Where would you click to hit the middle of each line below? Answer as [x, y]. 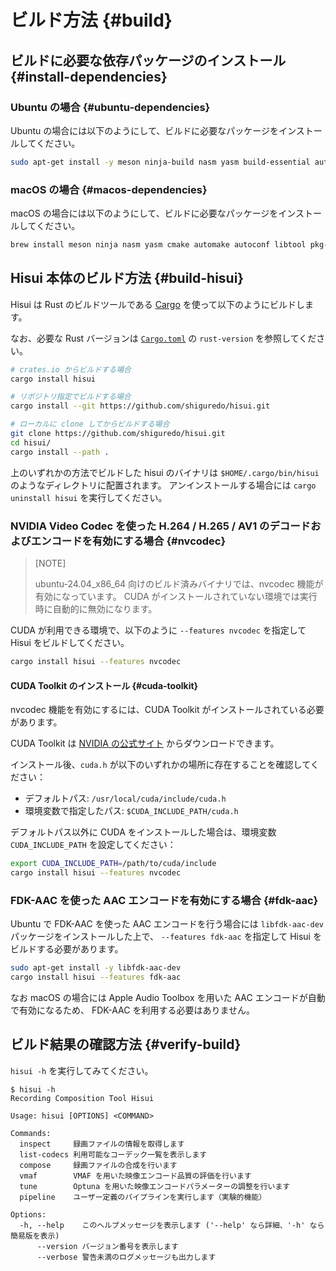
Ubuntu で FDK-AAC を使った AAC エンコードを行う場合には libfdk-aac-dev [167, 924]
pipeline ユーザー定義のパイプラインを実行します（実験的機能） [143, 1197]
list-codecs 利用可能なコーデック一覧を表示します [113, 1154]
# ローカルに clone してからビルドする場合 [90, 424]
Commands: [31, 1133]
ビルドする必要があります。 [67, 949]
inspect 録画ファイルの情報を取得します [102, 1144]
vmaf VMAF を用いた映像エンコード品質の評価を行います [135, 1176]
